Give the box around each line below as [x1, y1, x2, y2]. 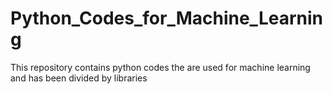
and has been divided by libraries [10, 72, 148, 84]
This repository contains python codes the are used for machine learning [10, 61, 311, 73]
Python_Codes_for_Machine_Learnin [10, 7, 323, 30]
